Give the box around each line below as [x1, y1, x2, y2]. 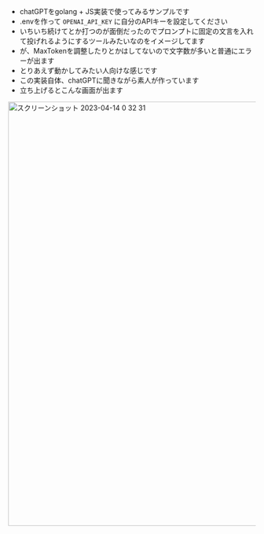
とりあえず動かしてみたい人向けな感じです [19, 66, 158, 75]
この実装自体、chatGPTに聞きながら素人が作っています [19, 75, 200, 85]
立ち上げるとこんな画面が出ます [19, 86, 123, 94]
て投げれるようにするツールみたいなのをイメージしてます [19, 36, 206, 46]
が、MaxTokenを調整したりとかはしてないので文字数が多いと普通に [19, 46, 238, 55]
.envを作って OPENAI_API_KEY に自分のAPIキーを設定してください [19, 17, 228, 26]
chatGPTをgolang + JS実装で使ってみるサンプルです [19, 7, 190, 16]
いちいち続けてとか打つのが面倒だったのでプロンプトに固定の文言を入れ [19, 27, 254, 35]
